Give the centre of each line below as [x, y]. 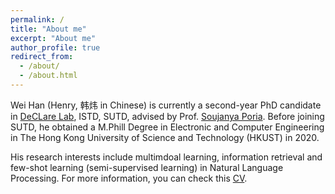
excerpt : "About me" [53, 38]
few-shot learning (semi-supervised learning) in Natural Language [147, 167]
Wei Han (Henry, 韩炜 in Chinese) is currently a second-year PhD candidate [166, 105]
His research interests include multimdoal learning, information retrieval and [166, 157]
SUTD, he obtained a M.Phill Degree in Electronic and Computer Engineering [167, 127]
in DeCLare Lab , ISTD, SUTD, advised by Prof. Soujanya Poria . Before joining [167, 116]
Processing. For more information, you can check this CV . [129, 178]
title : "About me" [48, 29]
